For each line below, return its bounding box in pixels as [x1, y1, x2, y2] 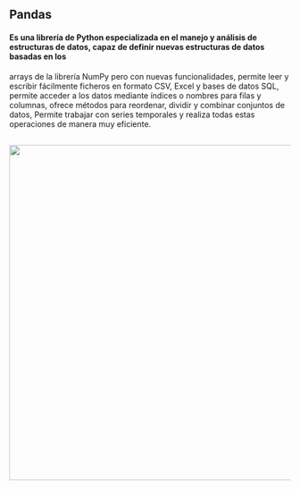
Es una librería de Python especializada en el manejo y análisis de [9, 31, 257, 43]
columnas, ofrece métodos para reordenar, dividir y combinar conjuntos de [9, 99, 286, 110]
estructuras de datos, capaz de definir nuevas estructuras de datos [9, 41, 265, 52]
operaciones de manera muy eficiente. [9, 118, 152, 129]
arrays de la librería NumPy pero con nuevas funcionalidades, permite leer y [9, 71, 289, 81]
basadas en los [9, 51, 67, 62]
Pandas [9, 7, 52, 22]
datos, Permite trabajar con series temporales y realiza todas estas [9, 109, 255, 120]
